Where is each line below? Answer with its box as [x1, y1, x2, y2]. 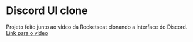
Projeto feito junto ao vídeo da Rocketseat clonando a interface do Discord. [6, 23, 188, 30]
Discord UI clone [6, 4, 88, 17]
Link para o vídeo [6, 29, 48, 36]
